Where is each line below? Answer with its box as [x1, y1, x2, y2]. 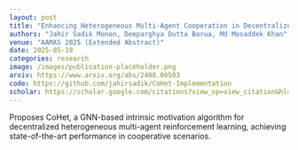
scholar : [9, 87, 42, 96]
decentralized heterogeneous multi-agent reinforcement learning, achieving [9, 121, 286, 131]
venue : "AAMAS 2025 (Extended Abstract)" [9, 37, 165, 47]
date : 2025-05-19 [9, 46, 74, 55]
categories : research [9, 54, 90, 63]
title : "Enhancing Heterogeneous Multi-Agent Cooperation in [9, 21, 240, 30]
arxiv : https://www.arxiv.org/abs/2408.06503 [9, 71, 180, 80]
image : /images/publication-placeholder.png [9, 63, 176, 72]
